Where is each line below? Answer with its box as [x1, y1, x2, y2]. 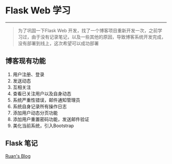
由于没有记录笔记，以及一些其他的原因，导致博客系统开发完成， [31, 34, 166, 40]
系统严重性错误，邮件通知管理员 [12, 97, 80, 103]
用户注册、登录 [12, 71, 45, 77]
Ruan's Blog [5, 153, 31, 159]
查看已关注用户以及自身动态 [12, 90, 72, 96]
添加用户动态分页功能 [12, 110, 58, 116]
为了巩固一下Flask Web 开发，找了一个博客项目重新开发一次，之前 [17, 27, 158, 33]
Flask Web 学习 [5, 5, 71, 16]
